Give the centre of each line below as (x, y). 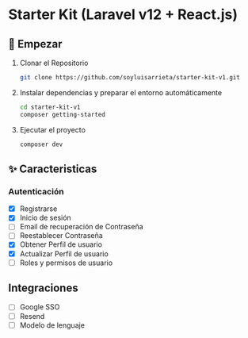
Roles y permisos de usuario (66, 263)
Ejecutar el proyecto (52, 129)
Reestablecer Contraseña (61, 236)
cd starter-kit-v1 (50, 107)
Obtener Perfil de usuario (61, 244)
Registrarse (38, 209)
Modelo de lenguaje (52, 325)
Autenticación (36, 191)
